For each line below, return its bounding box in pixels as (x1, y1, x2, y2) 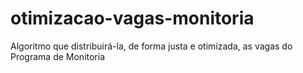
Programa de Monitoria (10, 50, 106, 62)
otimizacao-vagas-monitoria (10, 7, 255, 30)
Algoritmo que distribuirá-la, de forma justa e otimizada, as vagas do (10, 40, 293, 52)
